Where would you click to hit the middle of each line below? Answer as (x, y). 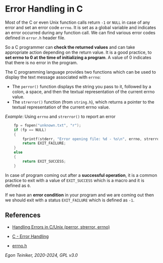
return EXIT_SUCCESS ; (44, 161)
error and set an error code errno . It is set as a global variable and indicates (81, 27)
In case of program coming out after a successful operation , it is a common (81, 175)
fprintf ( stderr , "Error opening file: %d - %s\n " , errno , (82, 139)
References (23, 215)
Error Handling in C (44, 9)
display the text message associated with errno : (53, 77)
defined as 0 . (18, 186)
